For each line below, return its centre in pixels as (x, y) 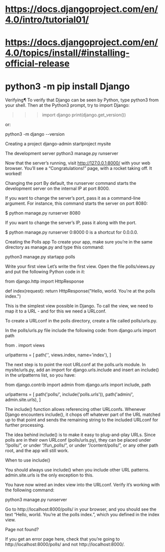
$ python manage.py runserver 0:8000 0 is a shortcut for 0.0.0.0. (72, 233)
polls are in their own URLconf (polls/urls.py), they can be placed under (78, 440)
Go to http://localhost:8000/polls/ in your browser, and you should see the (81, 509)
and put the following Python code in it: (45, 272)
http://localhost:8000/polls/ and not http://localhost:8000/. (65, 545)
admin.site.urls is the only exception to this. (49, 475)
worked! (14, 174)
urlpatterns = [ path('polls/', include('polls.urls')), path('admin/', (69, 394)
